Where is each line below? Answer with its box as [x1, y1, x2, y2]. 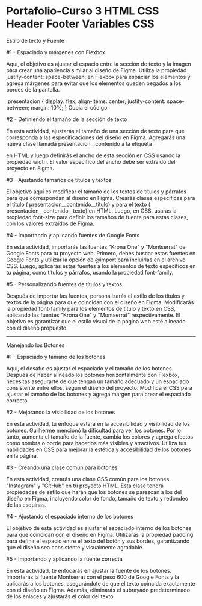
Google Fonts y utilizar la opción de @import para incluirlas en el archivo [6, 256, 186, 263]
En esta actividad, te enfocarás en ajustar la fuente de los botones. [6, 567, 172, 574]
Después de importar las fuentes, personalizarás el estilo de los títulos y [6, 292, 185, 299]
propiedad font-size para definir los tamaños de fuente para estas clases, [6, 213, 188, 220]
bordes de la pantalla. [6, 86, 60, 93]
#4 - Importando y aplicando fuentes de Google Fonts [6, 231, 140, 239]
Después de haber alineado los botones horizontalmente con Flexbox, [6, 371, 180, 378]
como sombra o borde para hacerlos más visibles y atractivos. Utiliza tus [6, 439, 186, 446]
